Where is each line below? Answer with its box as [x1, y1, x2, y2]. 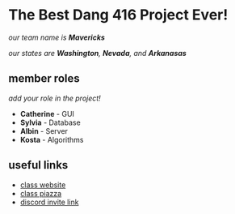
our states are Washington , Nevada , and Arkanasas [8, 48, 187, 58]
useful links [8, 158, 69, 172]
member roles [8, 71, 80, 86]
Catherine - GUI [19, 109, 75, 118]
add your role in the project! [8, 93, 101, 103]
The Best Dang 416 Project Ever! [8, 6, 229, 24]
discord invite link [19, 197, 79, 207]
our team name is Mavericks [8, 32, 105, 42]
